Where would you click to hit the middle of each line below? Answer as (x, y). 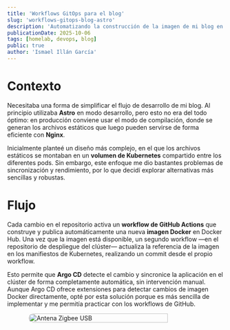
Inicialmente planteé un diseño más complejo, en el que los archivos (104, 148)
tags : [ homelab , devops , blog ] (52, 39)
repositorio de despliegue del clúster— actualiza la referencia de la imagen (113, 246)
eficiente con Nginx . (36, 135)
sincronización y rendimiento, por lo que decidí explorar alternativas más (111, 170)
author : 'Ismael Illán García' (52, 52)
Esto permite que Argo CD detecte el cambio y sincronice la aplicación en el (115, 274)
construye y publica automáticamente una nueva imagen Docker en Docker (115, 231)
